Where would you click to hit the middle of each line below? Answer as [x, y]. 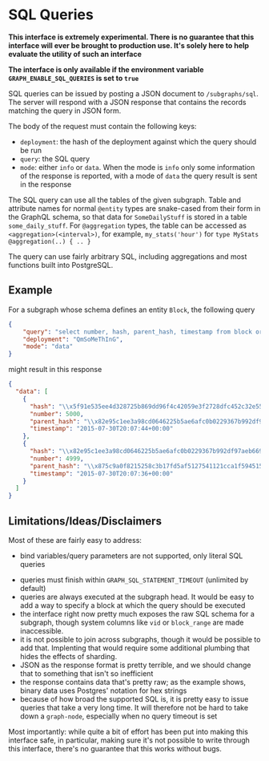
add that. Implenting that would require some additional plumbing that [134, 648]
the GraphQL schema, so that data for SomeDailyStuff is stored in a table [128, 217]
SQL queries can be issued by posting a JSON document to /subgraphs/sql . [133, 93]
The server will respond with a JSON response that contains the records [127, 102]
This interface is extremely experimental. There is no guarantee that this [131, 37]
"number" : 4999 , [56, 459]
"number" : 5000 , [56, 414]
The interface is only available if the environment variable [106, 69]
